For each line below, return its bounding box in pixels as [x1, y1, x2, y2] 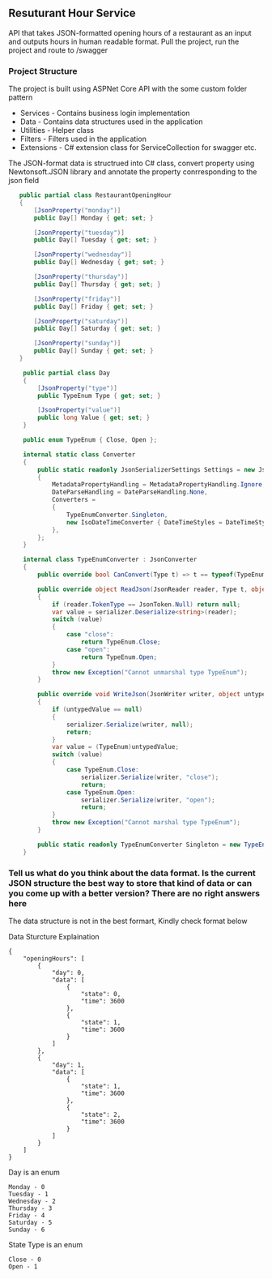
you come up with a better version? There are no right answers [8, 888, 261, 899]
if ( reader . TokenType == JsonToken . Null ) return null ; [51, 600, 241, 609]
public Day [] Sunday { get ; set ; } [33, 347, 154, 355]
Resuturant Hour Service [8, 6, 136, 20]
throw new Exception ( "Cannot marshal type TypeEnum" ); [51, 819, 241, 827]
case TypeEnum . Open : [66, 788, 136, 797]
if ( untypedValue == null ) [51, 705, 143, 714]
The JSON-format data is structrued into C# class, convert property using [8, 158, 255, 169]
